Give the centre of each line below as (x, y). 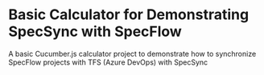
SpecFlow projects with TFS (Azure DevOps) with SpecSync (108, 62)
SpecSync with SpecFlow (95, 32)
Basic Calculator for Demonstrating (129, 15)
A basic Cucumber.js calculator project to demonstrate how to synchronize (132, 53)
